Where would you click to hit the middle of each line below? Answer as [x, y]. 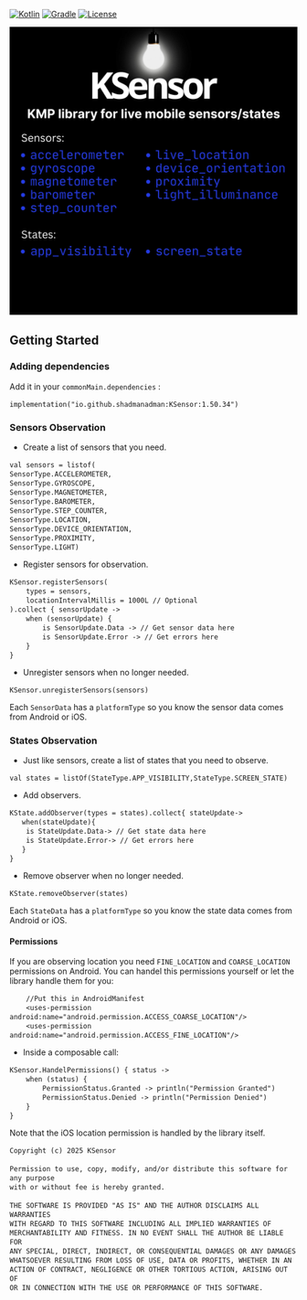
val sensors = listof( [53, 465]
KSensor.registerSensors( [58, 582]
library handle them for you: [62, 981]
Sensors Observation [58, 427]
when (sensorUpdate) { [69, 618]
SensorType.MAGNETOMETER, [58, 492]
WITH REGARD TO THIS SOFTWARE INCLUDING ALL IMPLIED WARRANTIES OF [141, 1224]
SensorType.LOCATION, [51, 520]
